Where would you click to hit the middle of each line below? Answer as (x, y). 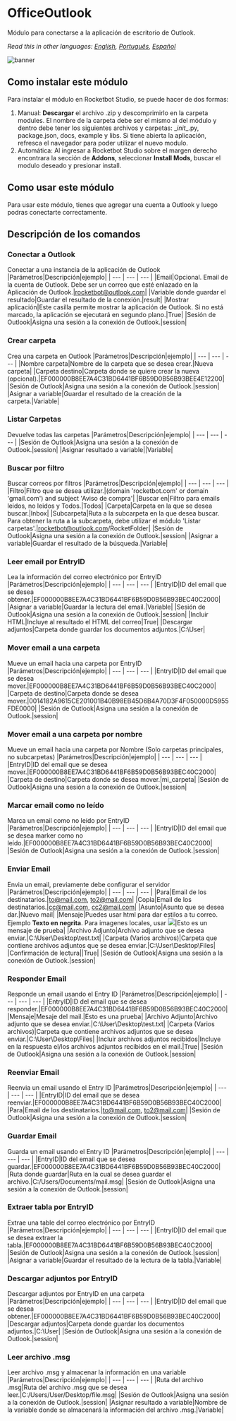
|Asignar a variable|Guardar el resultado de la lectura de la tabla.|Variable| (115, 1260)
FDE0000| (22, 708)
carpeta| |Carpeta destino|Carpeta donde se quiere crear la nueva (103, 371)
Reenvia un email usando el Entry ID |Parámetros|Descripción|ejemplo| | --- (117, 1088)
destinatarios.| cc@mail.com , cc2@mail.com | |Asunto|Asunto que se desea (116, 907)
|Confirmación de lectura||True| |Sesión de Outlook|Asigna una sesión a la (115, 953)
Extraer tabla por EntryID (50, 1207)
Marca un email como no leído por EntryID (69, 821)
